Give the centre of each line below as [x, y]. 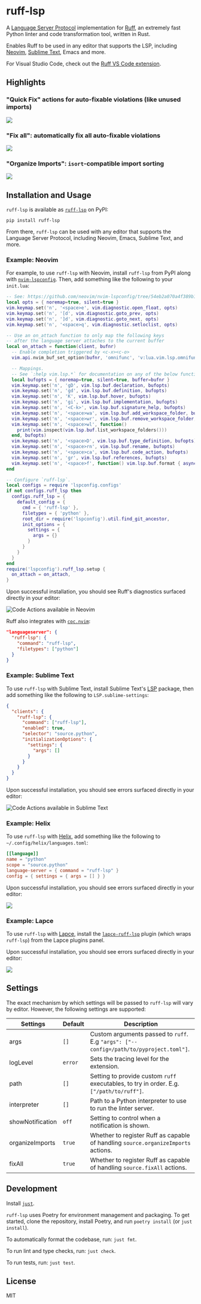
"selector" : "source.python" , [60, 734]
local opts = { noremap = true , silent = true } [63, 302]
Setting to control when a [125, 1118]
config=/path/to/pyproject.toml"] [139, 1049]
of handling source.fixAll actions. [138, 1167]
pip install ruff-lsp [33, 221]
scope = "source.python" [37, 865]
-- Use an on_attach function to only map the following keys [85, 335]
